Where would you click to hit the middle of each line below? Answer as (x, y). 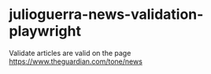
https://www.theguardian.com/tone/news (76, 61)
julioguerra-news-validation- (106, 15)
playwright (45, 31)
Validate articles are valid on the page (70, 53)
